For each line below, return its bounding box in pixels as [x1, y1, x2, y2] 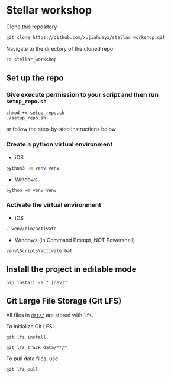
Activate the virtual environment [6, 201, 102, 209]
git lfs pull [6, 367, 38, 373]
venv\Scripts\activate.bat [6, 247, 73, 254]
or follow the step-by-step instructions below [6, 125, 117, 133]
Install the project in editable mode [6, 264, 137, 274]
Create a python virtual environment [6, 140, 113, 148]
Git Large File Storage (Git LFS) [6, 296, 122, 306]
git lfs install [6, 334, 46, 340]
